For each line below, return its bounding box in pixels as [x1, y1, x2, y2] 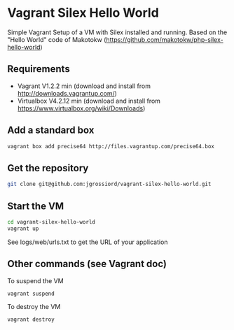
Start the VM [7, 200, 64, 212]
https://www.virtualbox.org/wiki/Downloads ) [17, 103, 146, 113]
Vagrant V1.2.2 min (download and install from [17, 82, 151, 90]
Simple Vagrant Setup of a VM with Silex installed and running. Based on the [7, 28, 228, 36]
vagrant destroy [7, 316, 55, 323]
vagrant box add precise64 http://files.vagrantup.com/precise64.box [7, 143, 215, 150]
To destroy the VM [7, 303, 61, 311]
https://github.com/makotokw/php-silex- [106, 35, 223, 43]
